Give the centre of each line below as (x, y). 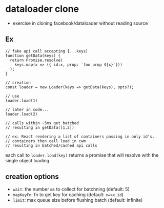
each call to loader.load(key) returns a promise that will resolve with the (82, 155)
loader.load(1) (22, 101)
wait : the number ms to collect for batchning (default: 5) (71, 189)
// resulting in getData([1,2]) (40, 127)
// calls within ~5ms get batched (42, 123)
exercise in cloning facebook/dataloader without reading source (80, 23)
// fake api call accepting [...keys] (47, 51)
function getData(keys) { (33, 55)
